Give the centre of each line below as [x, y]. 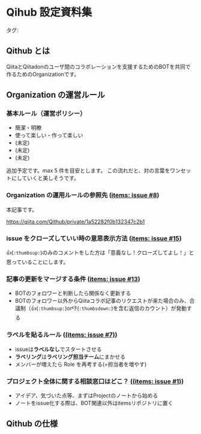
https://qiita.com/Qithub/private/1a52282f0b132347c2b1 [76, 222]
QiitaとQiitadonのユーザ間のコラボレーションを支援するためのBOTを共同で [98, 66]
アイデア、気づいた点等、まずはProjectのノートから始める [86, 395]
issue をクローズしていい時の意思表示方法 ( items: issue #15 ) [94, 238]
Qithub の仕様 [32, 424]
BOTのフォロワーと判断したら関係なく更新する [73, 293]
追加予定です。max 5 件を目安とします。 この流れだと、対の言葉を [88, 171]
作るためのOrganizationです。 [43, 74]
